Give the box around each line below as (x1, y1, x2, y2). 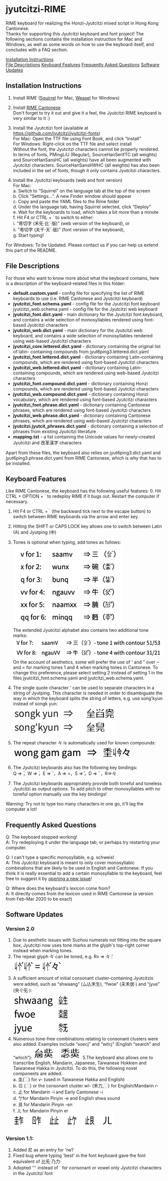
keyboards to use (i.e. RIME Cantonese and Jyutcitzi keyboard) (12, 295, 143, 301)
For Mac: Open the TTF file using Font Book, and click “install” (12, 135, 141, 141)
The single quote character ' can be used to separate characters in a (12, 685, 154, 691)
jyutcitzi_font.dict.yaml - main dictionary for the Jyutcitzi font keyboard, (12, 311, 163, 317)
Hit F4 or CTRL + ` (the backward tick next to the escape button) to (12, 508, 151, 514)
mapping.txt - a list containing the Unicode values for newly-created (12, 434, 155, 440)
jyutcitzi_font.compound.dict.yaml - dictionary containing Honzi (12, 380, 148, 386)
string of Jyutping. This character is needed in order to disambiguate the (12, 690, 163, 696)
